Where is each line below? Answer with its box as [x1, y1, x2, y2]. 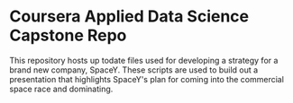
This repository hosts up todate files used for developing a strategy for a [9, 55, 279, 65]
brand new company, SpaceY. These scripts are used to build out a [9, 64, 259, 75]
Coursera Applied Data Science [9, 6, 250, 27]
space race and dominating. [9, 83, 114, 94]
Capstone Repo [9, 25, 127, 46]
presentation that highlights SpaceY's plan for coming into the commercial [9, 73, 284, 84]
